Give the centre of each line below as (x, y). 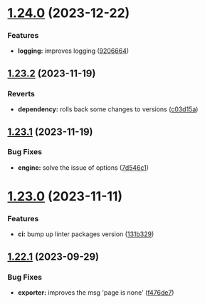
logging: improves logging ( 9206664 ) (73, 51)
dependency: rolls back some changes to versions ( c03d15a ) (108, 109)
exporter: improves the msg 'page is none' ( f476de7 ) (96, 293)
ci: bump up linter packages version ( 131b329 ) (86, 234)
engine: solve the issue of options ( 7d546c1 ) (83, 167)
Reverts (21, 93)
